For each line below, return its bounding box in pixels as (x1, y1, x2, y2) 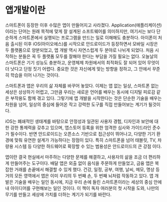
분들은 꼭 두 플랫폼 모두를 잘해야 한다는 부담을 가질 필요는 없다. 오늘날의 (18, 53, 158, 59)
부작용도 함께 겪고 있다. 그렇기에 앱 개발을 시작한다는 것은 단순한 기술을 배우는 (10, 95, 162, 101)
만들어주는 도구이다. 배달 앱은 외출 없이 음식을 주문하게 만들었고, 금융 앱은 (10, 160, 154, 166)
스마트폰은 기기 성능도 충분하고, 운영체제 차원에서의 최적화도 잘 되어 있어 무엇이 (5, 59, 160, 65)
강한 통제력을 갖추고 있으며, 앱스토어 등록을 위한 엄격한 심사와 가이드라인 (10, 124, 152, 130)
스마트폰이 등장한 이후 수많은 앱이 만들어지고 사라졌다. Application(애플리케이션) (5, 22, 162, 28)
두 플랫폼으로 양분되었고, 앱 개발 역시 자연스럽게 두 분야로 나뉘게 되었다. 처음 (5, 47, 154, 53)
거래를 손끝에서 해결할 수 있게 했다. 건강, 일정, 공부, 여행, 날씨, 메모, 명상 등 (14, 166, 160, 172)
